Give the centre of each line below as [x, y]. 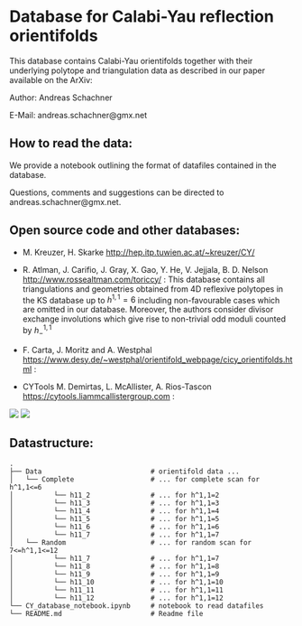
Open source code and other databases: [125, 231]
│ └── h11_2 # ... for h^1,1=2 [114, 495]
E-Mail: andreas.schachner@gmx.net [78, 115]
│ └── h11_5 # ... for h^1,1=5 [114, 519]
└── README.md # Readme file [106, 614]
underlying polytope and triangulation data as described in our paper [137, 70]
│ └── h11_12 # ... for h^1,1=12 [116, 598]
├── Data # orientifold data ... [125, 472]
